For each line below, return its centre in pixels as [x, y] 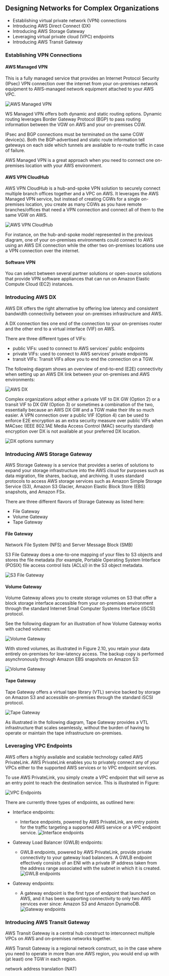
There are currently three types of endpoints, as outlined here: [70, 802]
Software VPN [20, 262]
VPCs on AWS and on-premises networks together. [59, 939]
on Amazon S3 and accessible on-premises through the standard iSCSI [79, 697]
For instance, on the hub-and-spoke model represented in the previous [79, 235]
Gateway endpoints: [33, 883]
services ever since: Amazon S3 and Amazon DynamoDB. [80, 904]
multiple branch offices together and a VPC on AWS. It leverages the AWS [82, 194]
